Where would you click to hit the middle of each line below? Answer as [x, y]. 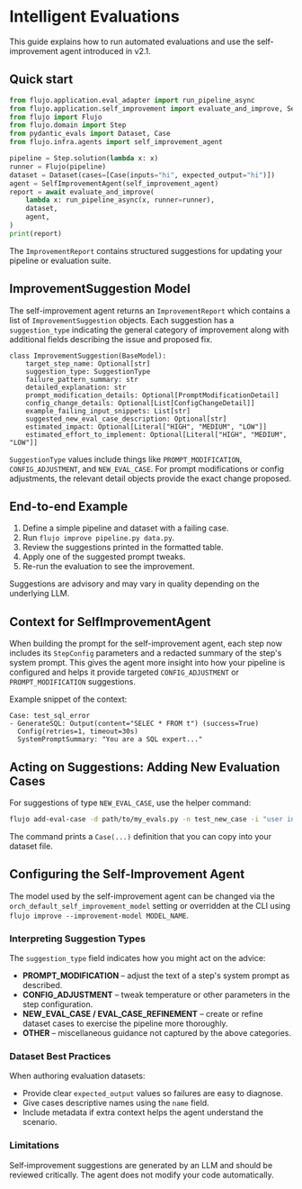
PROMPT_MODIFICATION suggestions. [73, 682]
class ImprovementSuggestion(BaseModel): [88, 356]
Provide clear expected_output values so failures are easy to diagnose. [152, 1094]
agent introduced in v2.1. [105, 50]
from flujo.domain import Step [68, 125]
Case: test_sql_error [50, 716]
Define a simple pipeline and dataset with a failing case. [125, 528]
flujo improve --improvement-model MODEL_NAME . [99, 915]
